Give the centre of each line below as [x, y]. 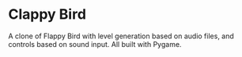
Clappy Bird [47, 14]
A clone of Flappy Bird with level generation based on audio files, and [121, 36]
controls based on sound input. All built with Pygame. [95, 44]
